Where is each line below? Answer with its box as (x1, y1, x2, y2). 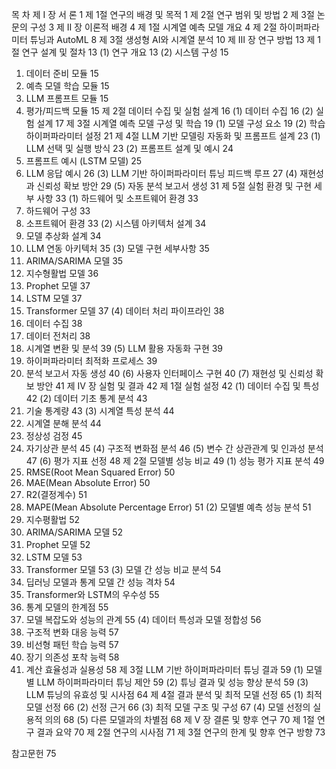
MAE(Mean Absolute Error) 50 (25, 477, 151, 488)
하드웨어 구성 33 (25, 205, 91, 217)
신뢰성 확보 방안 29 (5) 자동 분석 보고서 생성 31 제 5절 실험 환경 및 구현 (36, 180, 313, 192)
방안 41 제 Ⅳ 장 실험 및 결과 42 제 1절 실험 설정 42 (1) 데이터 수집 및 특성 (36, 380, 320, 392)
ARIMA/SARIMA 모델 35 (25, 255, 124, 267)
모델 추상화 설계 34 (25, 230, 102, 242)
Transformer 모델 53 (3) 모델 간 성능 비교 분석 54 (25, 564, 222, 575)
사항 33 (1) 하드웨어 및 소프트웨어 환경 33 (36, 193, 199, 204)
